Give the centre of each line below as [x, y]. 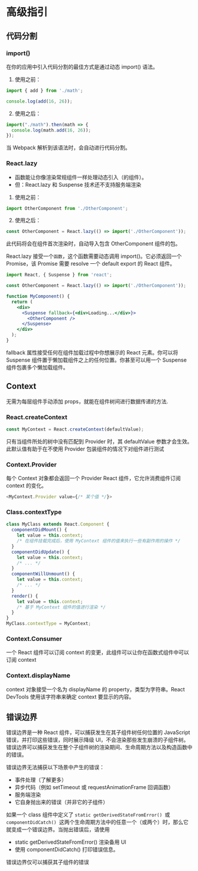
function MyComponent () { [38, 296]
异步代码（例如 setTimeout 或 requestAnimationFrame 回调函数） [94, 787]
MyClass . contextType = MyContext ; [49, 624]
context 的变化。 [27, 486]
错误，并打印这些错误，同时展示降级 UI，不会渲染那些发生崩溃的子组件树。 [98, 740]
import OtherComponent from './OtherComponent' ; [67, 208]
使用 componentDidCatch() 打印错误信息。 [66, 850]
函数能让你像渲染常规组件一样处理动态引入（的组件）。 [81, 177]
